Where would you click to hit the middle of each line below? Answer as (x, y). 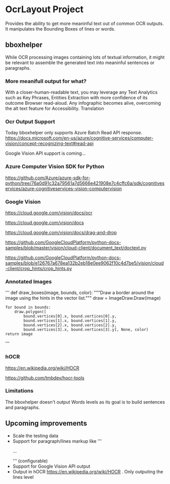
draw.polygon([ (30, 312)
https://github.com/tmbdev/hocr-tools (45, 378)
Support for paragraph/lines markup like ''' (57, 441)
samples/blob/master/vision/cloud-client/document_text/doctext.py (76, 247)
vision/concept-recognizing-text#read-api (49, 144)
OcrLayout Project (44, 9)
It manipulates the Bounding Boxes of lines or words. (60, 29)
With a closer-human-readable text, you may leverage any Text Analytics (81, 92)
